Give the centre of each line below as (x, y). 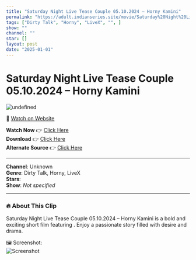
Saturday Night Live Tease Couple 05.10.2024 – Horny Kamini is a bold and (96, 218)
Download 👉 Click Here (36, 138)
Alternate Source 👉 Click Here (44, 147)
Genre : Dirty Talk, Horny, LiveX (43, 172)
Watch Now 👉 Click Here (37, 130)
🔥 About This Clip (32, 206)
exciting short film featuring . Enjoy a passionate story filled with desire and (97, 224)
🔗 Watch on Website (30, 118)
